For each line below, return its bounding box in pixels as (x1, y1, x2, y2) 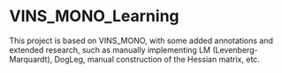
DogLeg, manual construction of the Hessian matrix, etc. (54, 54, 261, 64)
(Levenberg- (211, 44, 258, 55)
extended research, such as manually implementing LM (9, 44, 210, 55)
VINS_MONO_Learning (9, 6, 179, 26)
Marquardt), (9, 54, 53, 64)
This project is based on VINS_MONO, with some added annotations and (9, 35, 274, 46)
